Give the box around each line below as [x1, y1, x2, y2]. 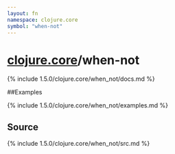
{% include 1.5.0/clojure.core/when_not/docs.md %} [7, 75, 156, 83]
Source [7, 121, 39, 133]
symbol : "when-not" [7, 23, 63, 29]
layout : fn [7, 10, 38, 17]
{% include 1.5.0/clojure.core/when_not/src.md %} [7, 140, 150, 148]
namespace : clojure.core [7, 16, 78, 23]
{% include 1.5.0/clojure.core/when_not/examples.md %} [7, 101, 168, 110]
